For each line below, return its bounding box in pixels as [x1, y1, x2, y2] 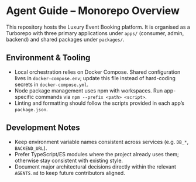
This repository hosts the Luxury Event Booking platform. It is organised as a [6, 23, 190, 30]
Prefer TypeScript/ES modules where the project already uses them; [14, 150, 180, 157]
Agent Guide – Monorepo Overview [6, 4, 180, 18]
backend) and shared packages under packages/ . [6, 36, 125, 43]
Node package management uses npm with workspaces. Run [14, 87, 163, 94]
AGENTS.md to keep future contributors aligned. [14, 169, 126, 176]
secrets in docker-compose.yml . [14, 81, 89, 88]
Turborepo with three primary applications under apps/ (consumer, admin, [6, 29, 184, 36]
